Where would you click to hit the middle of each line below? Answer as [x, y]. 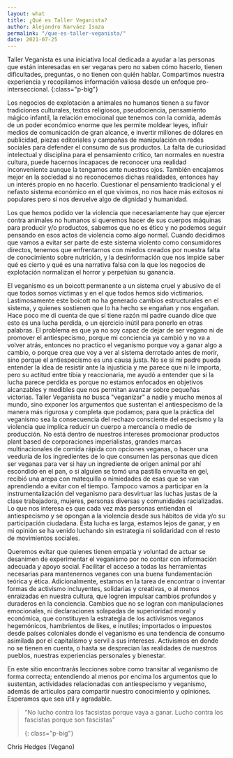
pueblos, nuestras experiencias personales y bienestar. [87, 656]
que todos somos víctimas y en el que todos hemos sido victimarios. [106, 293]
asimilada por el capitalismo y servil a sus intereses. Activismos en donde [113, 641]
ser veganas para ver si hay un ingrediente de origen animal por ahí [104, 464]
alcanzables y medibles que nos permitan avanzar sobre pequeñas [104, 390]
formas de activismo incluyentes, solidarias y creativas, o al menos [104, 589]
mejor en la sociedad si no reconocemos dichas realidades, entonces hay [113, 177]
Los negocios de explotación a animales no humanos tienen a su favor [108, 103]
